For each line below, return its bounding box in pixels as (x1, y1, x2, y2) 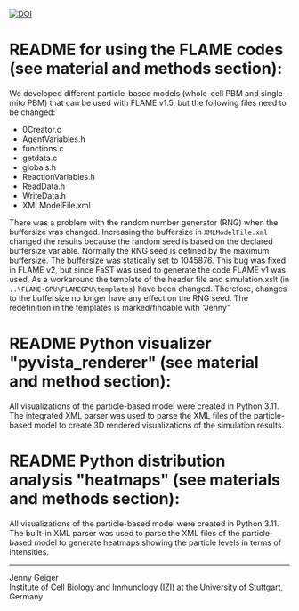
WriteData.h (21, 190, 67, 200)
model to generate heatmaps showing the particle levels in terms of (34, 537, 282, 548)
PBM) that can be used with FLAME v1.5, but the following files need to (27, 97, 287, 108)
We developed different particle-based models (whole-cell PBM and (9, 87, 260, 98)
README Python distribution (9, 451, 226, 471)
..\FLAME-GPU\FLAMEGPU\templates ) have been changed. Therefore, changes (9, 283, 287, 294)
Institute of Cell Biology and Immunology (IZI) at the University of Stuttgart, (9, 582, 283, 592)
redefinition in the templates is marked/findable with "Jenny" (9, 302, 231, 313)
